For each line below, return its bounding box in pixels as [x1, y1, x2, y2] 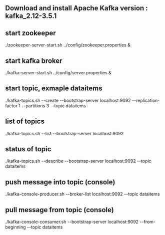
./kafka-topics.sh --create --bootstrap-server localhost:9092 [5, 97, 131, 103]
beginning [5, 224, 26, 230]
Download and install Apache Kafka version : [5, 4, 148, 12]
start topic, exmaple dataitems [5, 84, 102, 93]
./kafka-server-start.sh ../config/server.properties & [5, 70, 111, 76]
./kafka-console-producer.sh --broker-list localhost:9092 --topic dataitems [5, 191, 160, 197]
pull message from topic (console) [5, 206, 114, 214]
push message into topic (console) [5, 178, 115, 186]
